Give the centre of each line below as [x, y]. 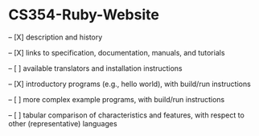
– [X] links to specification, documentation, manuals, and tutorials [117, 52]
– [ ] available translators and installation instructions [95, 68]
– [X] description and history [55, 37]
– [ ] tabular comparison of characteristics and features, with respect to [127, 115]
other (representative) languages [63, 123]
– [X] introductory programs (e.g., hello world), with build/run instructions [129, 84]
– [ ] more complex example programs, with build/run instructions [117, 99]
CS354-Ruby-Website [84, 15]
